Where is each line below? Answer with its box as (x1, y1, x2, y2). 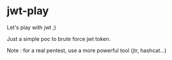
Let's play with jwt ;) (7, 24, 56, 31)
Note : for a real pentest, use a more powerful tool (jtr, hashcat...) (7, 46, 167, 54)
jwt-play (7, 4, 50, 18)
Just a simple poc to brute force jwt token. (7, 35, 111, 42)
